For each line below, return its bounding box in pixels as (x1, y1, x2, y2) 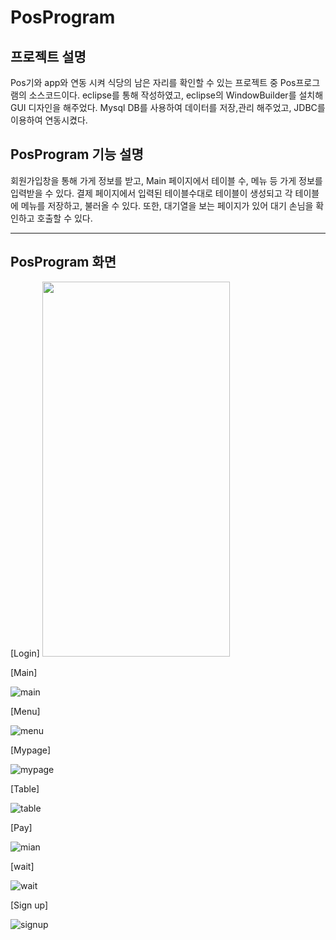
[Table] (10, 782, 40, 795)
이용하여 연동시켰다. (10, 114, 88, 126)
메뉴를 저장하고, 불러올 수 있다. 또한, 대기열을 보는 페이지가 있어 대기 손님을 (20, 199, 314, 211)
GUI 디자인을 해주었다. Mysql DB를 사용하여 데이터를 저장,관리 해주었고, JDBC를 (10, 102, 326, 113)
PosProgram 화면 (10, 254, 117, 271)
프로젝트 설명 (10, 48, 87, 65)
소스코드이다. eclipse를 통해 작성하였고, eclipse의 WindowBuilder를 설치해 (28, 89, 324, 101)
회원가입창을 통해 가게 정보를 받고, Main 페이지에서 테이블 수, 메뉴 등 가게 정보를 (10, 174, 323, 186)
